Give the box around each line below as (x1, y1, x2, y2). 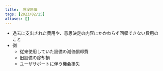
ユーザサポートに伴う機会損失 (19, 61, 80, 67)
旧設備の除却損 (19, 55, 50, 61)
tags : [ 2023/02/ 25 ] (5, 12, 45, 17)
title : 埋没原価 (5, 7, 38, 12)
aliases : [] (5, 16, 29, 21)
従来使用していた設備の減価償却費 (19, 48, 89, 54)
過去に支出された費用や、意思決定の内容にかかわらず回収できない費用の (12, 30, 159, 36)
